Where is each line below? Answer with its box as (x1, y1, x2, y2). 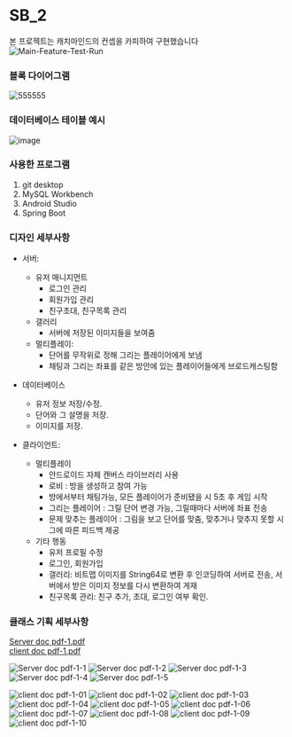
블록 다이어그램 (9, 69, 71, 82)
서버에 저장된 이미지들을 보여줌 (48, 327, 156, 338)
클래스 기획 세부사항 (9, 615, 89, 628)
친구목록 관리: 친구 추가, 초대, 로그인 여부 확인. (48, 592, 209, 602)
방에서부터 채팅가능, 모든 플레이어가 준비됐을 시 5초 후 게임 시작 (48, 491, 268, 502)
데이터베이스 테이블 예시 (9, 114, 106, 127)
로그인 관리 (48, 283, 87, 294)
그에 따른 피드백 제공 (48, 525, 120, 536)
